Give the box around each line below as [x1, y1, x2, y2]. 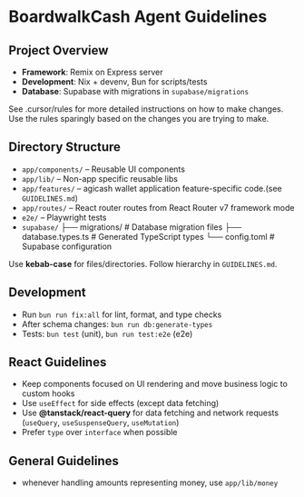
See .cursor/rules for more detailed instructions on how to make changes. [8, 104, 284, 114]
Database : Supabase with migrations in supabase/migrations [21, 86, 250, 96]
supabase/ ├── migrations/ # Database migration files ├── [21, 221, 242, 233]
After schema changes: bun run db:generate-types [21, 318, 213, 329]
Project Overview [8, 43, 109, 58]
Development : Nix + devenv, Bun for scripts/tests [21, 76, 208, 87]
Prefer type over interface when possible [21, 427, 178, 438]
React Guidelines [8, 354, 107, 370]
